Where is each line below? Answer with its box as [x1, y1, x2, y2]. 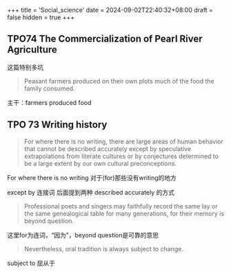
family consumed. [23, 84, 75, 92]
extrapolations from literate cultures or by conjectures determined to [23, 152, 219, 160]
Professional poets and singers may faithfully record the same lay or [23, 202, 219, 210]
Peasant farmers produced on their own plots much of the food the [23, 77, 215, 85]
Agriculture [7, 44, 57, 56]
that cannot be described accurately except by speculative [23, 144, 192, 153]
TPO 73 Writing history [7, 119, 108, 130]
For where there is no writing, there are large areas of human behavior [23, 137, 224, 146]
